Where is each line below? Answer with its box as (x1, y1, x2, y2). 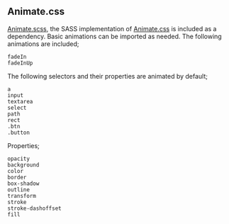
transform (7, 192, 37, 199)
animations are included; (7, 39, 79, 48)
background (7, 161, 40, 169)
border (7, 174, 27, 181)
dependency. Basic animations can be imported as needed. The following (7, 32, 222, 40)
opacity (7, 155, 30, 162)
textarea (7, 98, 33, 105)
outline (7, 186, 30, 194)
